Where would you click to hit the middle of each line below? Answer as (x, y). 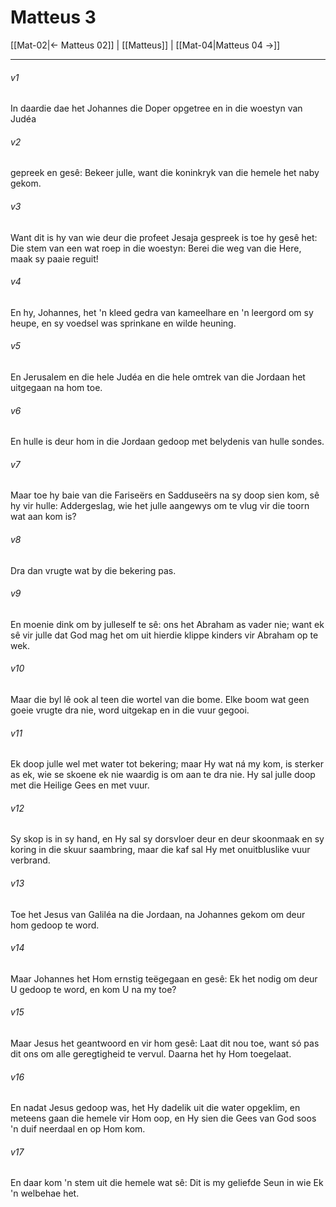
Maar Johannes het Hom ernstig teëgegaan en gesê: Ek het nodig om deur (164, 978)
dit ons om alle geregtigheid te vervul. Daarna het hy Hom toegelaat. (151, 1053)
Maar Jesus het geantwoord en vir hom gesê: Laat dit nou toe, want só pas (165, 1043)
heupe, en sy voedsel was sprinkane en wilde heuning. (123, 323)
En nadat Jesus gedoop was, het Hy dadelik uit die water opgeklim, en (155, 1108)
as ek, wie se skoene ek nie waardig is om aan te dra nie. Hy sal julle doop (163, 775)
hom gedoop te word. (55, 925)
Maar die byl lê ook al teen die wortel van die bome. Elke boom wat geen (160, 699)
